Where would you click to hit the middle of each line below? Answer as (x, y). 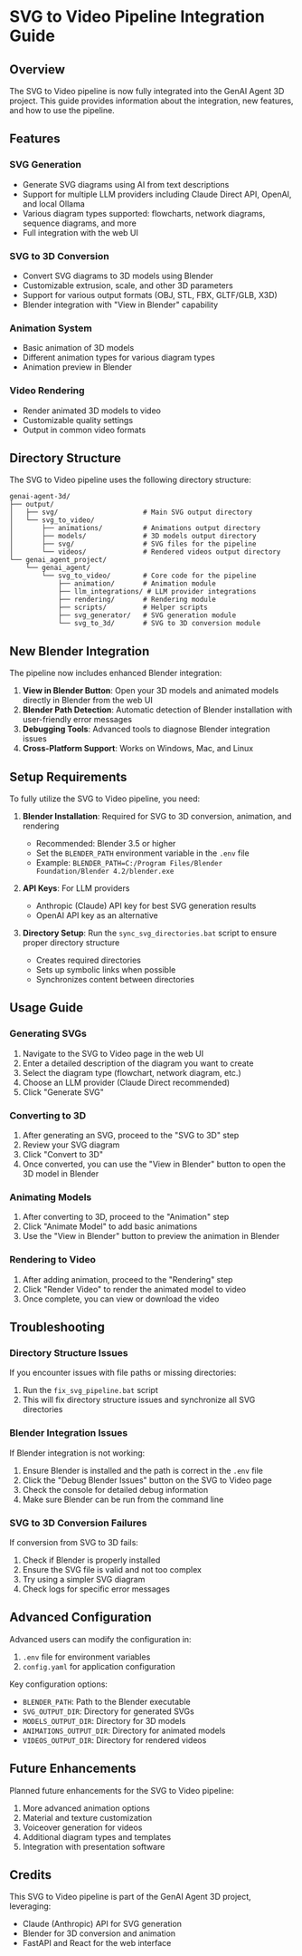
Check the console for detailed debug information (115, 1489)
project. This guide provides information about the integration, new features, (151, 101)
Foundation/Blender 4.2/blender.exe (105, 872)
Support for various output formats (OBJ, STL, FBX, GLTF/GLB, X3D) (150, 295)
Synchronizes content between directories (115, 980)
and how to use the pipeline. (62, 110)
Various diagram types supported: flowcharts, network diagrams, (144, 213)
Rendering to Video (53, 1260)
